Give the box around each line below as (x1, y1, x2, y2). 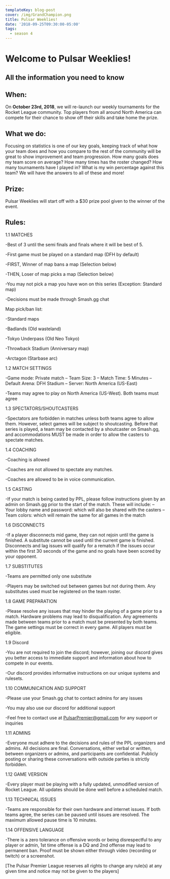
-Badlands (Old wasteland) (5, 326, 61, 332)
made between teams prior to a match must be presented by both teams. (5, 618, 158, 625)
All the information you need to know (5, 73, 124, 82)
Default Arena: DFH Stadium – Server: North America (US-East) (5, 380, 138, 386)
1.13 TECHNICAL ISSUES (5, 796, 57, 802)
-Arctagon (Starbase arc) (5, 355, 58, 361)
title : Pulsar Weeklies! (5, 17, 58, 22)
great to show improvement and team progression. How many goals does (5, 153, 159, 160)
